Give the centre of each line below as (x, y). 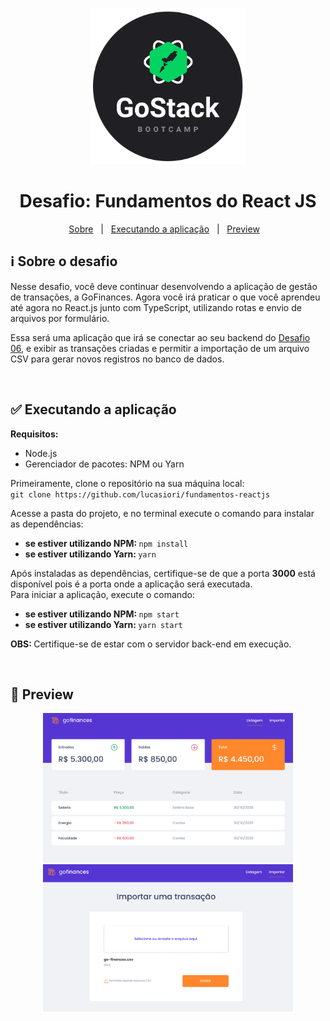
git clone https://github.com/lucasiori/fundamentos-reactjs (140, 494)
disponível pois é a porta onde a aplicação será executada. (131, 584)
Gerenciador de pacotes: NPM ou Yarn (104, 464)
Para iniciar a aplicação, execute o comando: (103, 594)
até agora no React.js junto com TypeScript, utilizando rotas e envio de (156, 307)
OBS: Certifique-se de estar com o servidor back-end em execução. (151, 644)
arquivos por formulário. (60, 318)
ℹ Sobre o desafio (64, 261)
